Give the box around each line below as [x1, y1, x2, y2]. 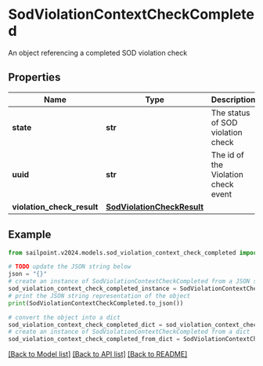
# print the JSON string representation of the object [8, 292, 191, 299]
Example [8, 228, 52, 241]
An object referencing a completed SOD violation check [8, 48, 188, 57]
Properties [8, 71, 61, 84]
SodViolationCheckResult [105, 201, 204, 212]
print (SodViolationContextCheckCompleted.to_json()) [8, 299, 184, 307]
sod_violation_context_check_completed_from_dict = [8, 335, 180, 343]
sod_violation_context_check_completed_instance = [8, 284, 177, 293]
